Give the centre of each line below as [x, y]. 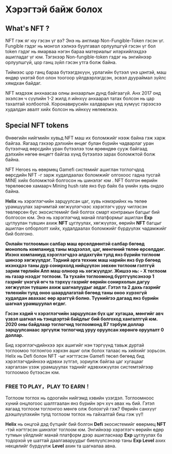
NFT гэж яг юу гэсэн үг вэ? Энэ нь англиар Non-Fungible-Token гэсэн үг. [85, 40]
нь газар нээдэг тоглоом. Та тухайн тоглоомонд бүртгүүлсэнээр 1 [80, 276]
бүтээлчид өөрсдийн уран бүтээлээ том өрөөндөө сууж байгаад [76, 148]
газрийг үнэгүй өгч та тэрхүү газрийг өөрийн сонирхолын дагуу [78, 282]
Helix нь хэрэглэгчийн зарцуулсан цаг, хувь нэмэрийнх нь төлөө [76, 201]
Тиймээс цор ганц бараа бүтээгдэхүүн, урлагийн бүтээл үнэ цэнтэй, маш [86, 72]
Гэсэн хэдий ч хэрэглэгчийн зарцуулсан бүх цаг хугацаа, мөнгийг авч [84, 313]
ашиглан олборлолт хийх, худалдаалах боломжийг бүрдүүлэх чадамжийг [86, 228]
